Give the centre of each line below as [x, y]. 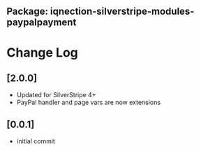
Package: [28, 12]
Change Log [42, 52]
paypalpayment [42, 23]
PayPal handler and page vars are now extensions [89, 102]
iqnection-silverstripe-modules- [122, 12]
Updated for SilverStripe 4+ [56, 95]
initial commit [36, 141]
